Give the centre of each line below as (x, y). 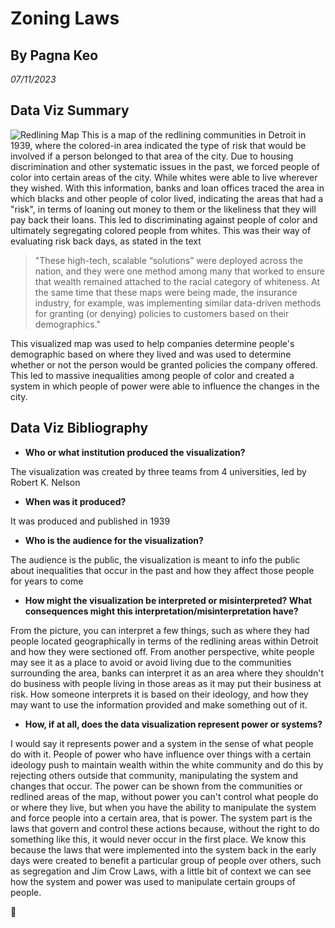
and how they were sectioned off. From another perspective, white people (162, 651)
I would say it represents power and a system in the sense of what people (162, 743)
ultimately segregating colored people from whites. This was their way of (161, 230)
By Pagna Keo (54, 55)
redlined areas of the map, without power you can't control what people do (164, 796)
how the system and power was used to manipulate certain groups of (153, 881)
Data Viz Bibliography (79, 428)
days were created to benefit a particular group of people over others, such (166, 860)
